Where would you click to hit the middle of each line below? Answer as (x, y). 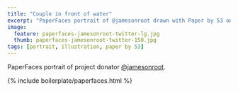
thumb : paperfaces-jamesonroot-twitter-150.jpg (85, 40)
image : (17, 27)
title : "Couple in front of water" (60, 14)
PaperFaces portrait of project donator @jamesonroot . (86, 67)
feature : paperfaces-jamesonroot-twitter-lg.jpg (87, 34)
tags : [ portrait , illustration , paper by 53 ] (75, 47)
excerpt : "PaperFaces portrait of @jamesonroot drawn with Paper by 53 (115, 21)
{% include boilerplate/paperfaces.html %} (70, 81)
